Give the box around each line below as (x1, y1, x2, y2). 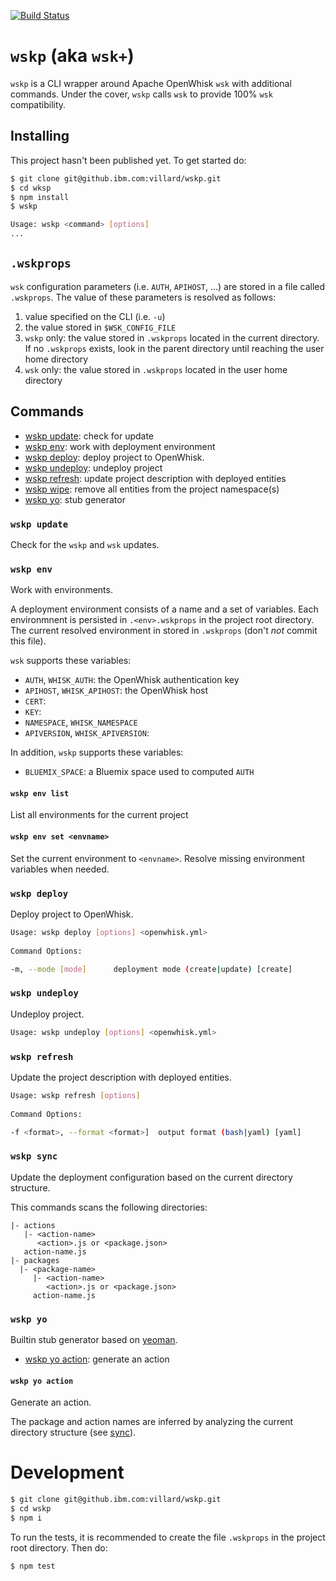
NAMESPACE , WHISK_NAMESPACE (24, 716, 138, 729)
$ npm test (10, 1561, 56, 1571)
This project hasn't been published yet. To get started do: (10, 154, 247, 166)
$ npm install (10, 192, 70, 202)
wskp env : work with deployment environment (24, 440, 216, 452)
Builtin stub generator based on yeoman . (10, 1333, 178, 1345)
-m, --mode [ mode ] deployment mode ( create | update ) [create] (10, 964, 293, 974)
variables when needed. (10, 863, 110, 875)
